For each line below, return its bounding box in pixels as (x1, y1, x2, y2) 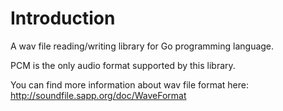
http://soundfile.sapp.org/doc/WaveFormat (10, 89, 187, 101)
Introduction (10, 7, 116, 30)
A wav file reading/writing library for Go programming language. (10, 40, 275, 52)
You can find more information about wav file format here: (10, 78, 249, 91)
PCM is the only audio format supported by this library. (10, 59, 236, 71)
